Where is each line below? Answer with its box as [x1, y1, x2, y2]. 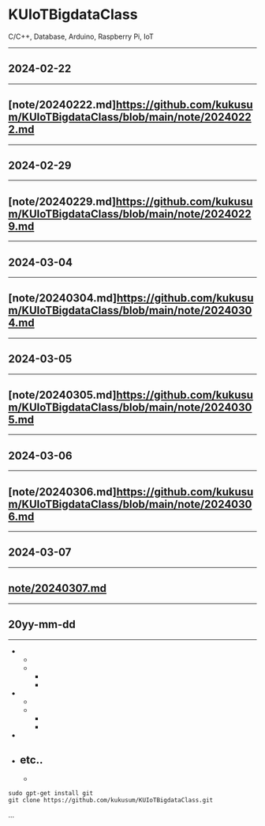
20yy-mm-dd [8, 618, 77, 631]
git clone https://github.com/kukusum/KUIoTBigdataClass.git [8, 797, 214, 805]
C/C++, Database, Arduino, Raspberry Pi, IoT [8, 32, 154, 41]
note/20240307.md [8, 582, 107, 595]
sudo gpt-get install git [8, 790, 93, 798]
